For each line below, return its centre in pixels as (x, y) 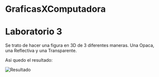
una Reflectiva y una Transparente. (41, 51)
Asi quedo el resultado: (29, 60)
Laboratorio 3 (34, 32)
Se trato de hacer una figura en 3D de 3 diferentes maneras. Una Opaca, (80, 45)
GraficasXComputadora (56, 9)
